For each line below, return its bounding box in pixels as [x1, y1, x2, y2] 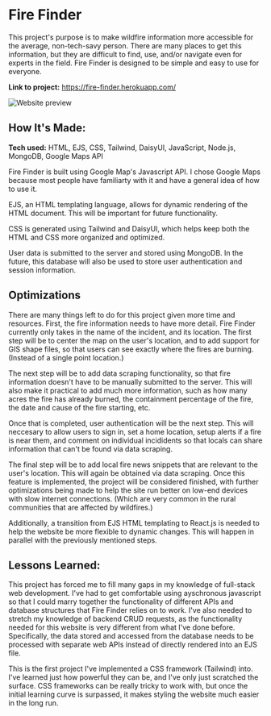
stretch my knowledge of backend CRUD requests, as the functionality [8, 614, 243, 624]
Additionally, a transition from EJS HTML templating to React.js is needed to [8, 518, 260, 527]
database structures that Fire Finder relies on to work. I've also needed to [8, 606, 252, 615]
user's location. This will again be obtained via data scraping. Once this [8, 468, 245, 477]
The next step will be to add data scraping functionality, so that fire [8, 368, 231, 378]
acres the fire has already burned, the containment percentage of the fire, [8, 393, 254, 404]
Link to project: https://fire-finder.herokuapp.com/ [8, 82, 176, 92]
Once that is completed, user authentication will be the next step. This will [8, 418, 254, 428]
